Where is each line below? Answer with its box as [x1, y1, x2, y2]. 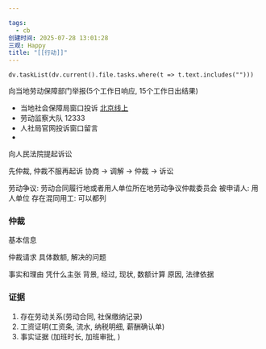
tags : [8, 19, 27, 27]
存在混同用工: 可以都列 [31, 193, 106, 203]
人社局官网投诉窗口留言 [19, 123, 98, 133]
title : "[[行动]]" [8, 49, 68, 57]
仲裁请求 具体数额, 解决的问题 [8, 252, 106, 262]
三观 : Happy [8, 41, 46, 49]
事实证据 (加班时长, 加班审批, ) [19, 331, 121, 341]
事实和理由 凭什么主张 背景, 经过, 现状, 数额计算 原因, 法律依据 [8, 269, 214, 279]
